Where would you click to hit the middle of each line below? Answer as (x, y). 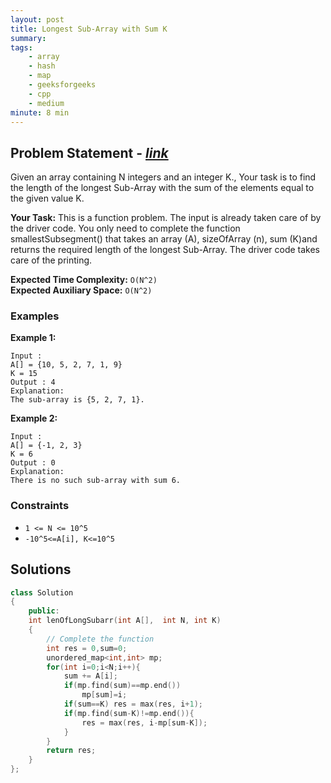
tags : (21, 47)
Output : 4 (33, 382)
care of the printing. (51, 260)
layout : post (37, 19)
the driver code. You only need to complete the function (125, 228)
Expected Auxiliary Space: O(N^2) (81, 290)
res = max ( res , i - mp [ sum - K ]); (144, 722)
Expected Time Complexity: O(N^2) (84, 280)
